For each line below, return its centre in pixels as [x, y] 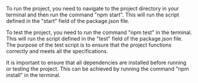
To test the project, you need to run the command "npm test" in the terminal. [99, 32]
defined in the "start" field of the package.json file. [68, 21]
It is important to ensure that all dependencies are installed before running [96, 62]
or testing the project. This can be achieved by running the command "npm [98, 69]
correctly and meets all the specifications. [57, 51]
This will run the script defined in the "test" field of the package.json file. [95, 39]
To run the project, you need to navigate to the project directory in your [92, 9]
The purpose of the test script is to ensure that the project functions [89, 45]
